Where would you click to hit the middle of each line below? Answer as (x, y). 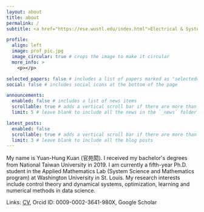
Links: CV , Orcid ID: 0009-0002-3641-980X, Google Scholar (82, 202)
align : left (27, 45)
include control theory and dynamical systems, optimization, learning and (98, 184)
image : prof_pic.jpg (38, 51)
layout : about (24, 12)
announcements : (25, 95)
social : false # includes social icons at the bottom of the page (92, 84)
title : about (23, 18)
